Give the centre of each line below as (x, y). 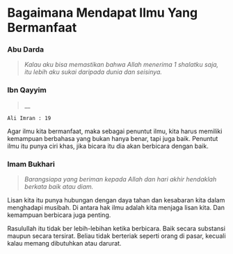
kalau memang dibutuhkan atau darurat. (64, 244)
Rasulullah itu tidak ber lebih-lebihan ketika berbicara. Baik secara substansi (116, 229)
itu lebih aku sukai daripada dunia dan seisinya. (93, 72)
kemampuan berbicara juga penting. (59, 215)
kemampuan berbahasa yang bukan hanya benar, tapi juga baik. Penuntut (113, 138)
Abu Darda (25, 50)
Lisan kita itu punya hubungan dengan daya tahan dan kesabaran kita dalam (116, 200)
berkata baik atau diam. (59, 187)
